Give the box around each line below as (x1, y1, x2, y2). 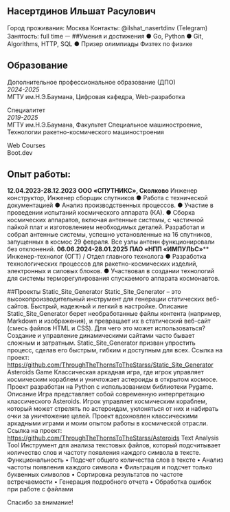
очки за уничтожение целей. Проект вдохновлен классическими (7, 412, 198, 420)
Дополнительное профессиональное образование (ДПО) (7, 78, 176, 86)
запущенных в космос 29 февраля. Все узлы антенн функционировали (7, 237, 215, 246)
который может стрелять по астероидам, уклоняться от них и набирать (7, 405, 219, 413)
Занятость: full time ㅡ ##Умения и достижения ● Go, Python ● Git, (7, 32, 204, 40)
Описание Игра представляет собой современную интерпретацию (7, 390, 205, 398)
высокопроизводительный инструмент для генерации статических (7, 295, 205, 303)
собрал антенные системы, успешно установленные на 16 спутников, (7, 231, 213, 239)
